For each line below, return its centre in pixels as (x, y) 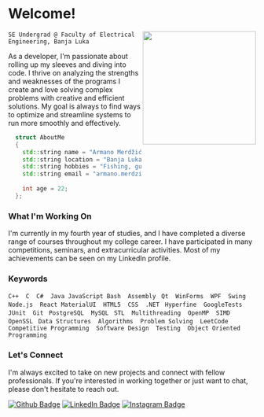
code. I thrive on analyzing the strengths (73, 72)
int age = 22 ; (45, 189)
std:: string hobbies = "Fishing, (77, 167)
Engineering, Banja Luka (49, 41)
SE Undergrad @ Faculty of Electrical (71, 35)
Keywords (28, 279)
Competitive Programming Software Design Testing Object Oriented (125, 328)
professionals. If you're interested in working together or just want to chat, (128, 380)
